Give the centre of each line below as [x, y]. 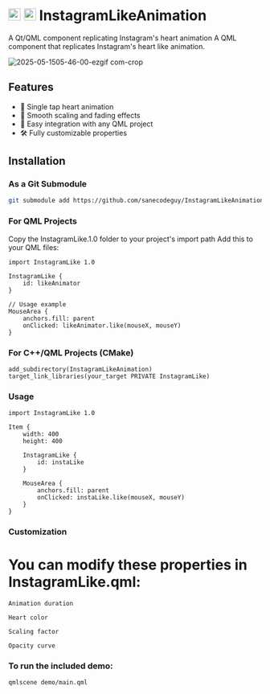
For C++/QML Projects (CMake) [71, 352]
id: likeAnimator [52, 283]
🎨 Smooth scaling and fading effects [80, 115]
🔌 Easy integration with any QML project [86, 124]
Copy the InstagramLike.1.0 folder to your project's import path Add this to [131, 239]
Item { [19, 427]
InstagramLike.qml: [75, 582]
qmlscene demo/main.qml [48, 683]
